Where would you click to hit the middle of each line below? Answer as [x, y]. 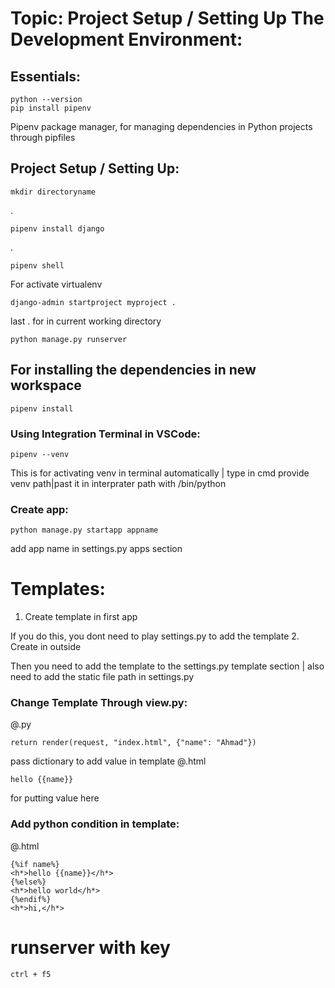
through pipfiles [43, 137]
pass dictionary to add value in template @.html [108, 761]
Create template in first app [81, 617]
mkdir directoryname [53, 192]
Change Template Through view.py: [99, 703]
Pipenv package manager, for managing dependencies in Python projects [161, 126]
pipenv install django [57, 228]
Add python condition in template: [95, 824]
